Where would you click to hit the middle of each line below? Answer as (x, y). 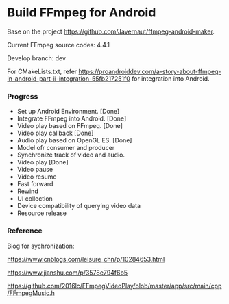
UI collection (35, 199)
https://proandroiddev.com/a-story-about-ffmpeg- (150, 71)
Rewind (28, 191)
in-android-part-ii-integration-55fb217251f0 (69, 78)
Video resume (37, 177)
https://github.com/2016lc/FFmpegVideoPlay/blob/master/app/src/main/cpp (114, 286)
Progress (23, 96)
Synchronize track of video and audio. (71, 155)
